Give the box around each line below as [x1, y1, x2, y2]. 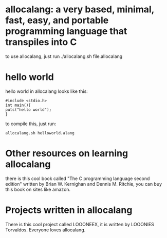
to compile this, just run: [5, 121, 57, 127]
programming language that [5, 26, 127, 37]
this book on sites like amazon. [5, 186, 71, 192]
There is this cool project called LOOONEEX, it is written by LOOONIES [5, 221, 154, 227]
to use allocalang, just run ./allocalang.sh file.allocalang [5, 53, 123, 60]
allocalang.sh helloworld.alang [5, 130, 75, 135]
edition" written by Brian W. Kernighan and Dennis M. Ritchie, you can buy [5, 181, 162, 187]
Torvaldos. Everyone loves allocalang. [5, 227, 86, 233]
